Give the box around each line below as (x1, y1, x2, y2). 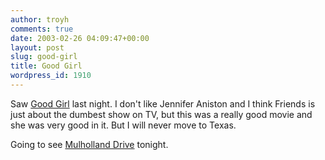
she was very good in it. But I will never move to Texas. (10, 119, 237, 131)
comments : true (10, 24, 74, 34)
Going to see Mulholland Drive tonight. (10, 138, 169, 150)
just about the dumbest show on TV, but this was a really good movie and (10, 108, 313, 120)
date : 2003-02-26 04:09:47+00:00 (10, 33, 150, 43)
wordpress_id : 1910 (10, 71, 92, 81)
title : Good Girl (10, 61, 83, 71)
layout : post (10, 42, 65, 53)
